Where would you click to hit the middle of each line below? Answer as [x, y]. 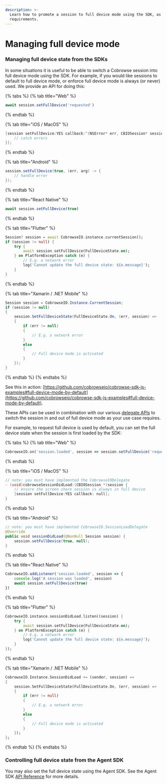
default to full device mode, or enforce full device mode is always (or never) [83, 81]
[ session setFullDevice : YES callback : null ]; [62, 494]
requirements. [24, 19]
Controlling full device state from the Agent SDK [64, 760]
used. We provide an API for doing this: [45, 86]
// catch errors [31, 138]
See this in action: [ [25, 387]
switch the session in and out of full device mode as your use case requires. [83, 418]
